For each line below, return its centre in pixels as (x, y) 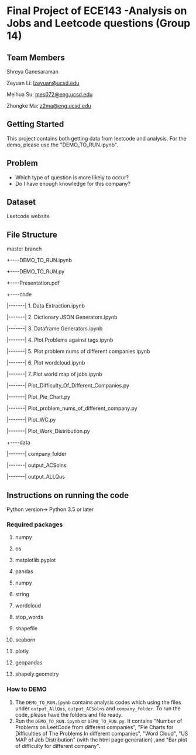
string (22, 594)
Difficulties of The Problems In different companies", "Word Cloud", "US (102, 733)
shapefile (26, 629)
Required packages (35, 525)
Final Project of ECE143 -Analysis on (97, 11)
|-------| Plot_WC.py (31, 420)
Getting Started (35, 124)
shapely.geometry (37, 674)
